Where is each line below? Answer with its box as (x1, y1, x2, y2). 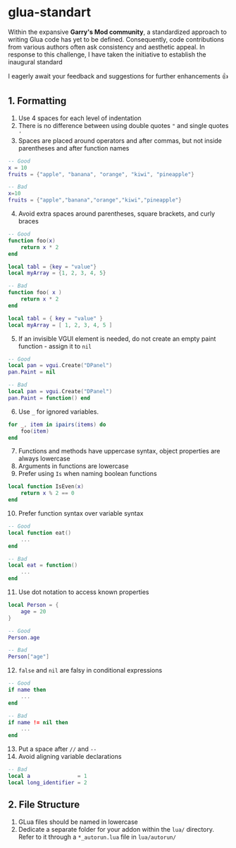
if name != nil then (8, 719, 69, 726)
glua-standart (8, 4, 91, 21)
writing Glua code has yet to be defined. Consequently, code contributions (8, 35, 225, 43)
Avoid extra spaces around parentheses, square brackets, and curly (18, 209, 216, 218)
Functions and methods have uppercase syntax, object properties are (18, 447, 221, 455)
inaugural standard (8, 57, 63, 66)
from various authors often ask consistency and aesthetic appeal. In (8, 42, 205, 51)
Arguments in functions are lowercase (18, 462, 129, 470)
